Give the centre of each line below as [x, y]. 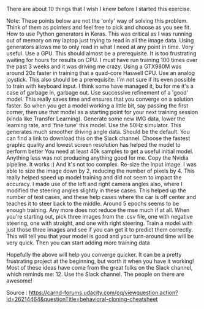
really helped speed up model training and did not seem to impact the [94, 177]
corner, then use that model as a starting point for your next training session [102, 112]
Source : [17, 292]
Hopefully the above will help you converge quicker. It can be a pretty [94, 255]
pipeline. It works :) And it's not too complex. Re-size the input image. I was [102, 164]
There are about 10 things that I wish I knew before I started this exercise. [99, 9]
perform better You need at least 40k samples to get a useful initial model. [100, 151]
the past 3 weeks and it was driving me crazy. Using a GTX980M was [94, 66]
